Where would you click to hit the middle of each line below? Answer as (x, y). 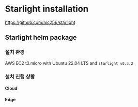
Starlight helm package (41, 38)
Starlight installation (47, 9)
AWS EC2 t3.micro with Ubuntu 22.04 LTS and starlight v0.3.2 (69, 63)
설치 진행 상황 (20, 76)
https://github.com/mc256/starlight (40, 22)
